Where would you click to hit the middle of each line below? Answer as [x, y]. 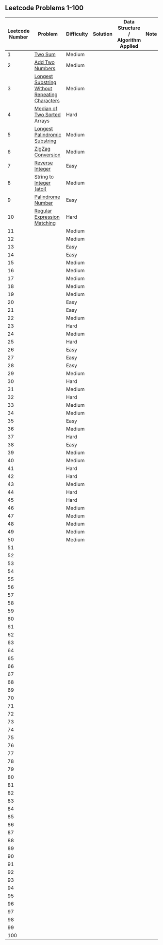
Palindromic [48, 134]
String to [44, 176]
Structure [129, 28]
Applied [129, 46]
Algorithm [129, 40]
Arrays [42, 120]
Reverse [44, 163]
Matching [45, 223]
